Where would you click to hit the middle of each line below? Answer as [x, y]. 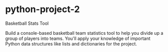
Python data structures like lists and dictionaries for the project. [71, 43]
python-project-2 [43, 9]
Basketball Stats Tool [27, 23]
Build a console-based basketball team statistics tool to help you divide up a [84, 33]
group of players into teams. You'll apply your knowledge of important [78, 38]
